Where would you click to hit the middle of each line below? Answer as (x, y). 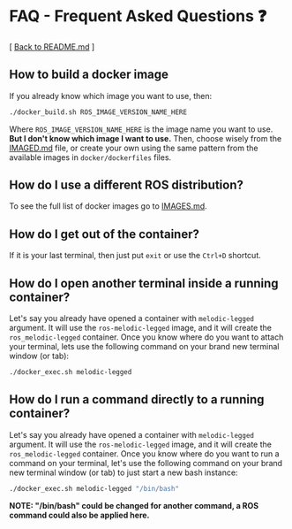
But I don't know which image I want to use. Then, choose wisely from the (146, 138)
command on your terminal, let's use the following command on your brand (146, 463)
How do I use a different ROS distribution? (127, 185)
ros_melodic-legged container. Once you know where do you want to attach (146, 337)
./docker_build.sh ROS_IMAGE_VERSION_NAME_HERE (98, 112)
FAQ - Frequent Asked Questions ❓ (138, 16)
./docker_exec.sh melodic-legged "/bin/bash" (94, 488)
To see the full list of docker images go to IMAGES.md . (108, 206)
